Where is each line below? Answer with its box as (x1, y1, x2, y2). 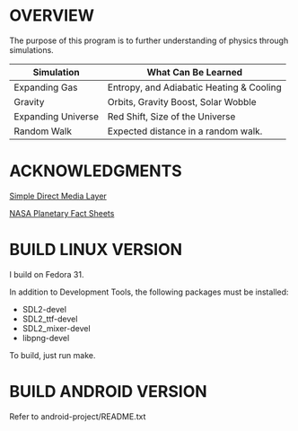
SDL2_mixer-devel (22, 322, 92, 333)
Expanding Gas (13, 81, 78, 93)
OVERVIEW (9, 5, 95, 26)
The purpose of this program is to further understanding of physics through (9, 35, 289, 46)
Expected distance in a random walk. (107, 125, 263, 137)
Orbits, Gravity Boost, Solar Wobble (107, 95, 258, 108)
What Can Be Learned (146, 66, 243, 78)
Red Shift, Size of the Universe (107, 110, 236, 122)
